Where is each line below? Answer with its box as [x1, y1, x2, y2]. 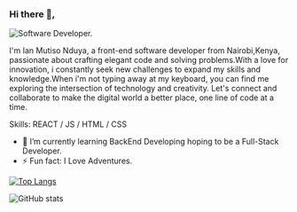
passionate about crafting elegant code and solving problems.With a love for [9, 55, 289, 66]
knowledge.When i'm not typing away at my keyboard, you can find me [9, 74, 270, 84]
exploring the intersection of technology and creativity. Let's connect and [9, 83, 277, 94]
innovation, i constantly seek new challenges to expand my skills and [9, 64, 262, 75]
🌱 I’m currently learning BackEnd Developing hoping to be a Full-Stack [21, 137, 279, 147]
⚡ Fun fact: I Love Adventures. [21, 155, 133, 167]
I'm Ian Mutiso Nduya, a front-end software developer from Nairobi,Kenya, [9, 45, 281, 56]
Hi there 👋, [9, 8, 56, 20]
